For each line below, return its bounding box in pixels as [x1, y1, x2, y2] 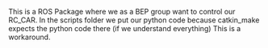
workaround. [8, 32, 51, 42]
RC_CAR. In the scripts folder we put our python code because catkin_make [8, 15, 260, 25]
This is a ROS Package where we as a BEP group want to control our [8, 7, 236, 16]
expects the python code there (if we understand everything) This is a [8, 24, 241, 33]
